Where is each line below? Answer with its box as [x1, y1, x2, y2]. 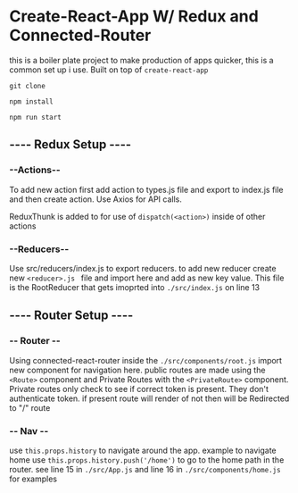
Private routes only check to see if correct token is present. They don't [9, 383, 269, 394]
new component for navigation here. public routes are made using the [9, 364, 266, 375]
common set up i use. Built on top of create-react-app [9, 64, 209, 75]
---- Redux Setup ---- [9, 137, 132, 153]
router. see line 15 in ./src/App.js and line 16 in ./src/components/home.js [9, 464, 281, 474]
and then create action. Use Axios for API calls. [9, 194, 183, 205]
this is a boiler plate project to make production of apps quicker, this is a [9, 54, 274, 65]
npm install [9, 96, 54, 106]
